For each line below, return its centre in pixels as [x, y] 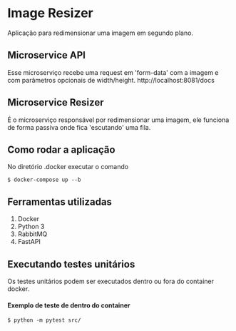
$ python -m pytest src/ [44, 320]
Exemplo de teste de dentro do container [69, 305]
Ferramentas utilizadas [60, 202]
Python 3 [31, 227]
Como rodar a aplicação [61, 149]
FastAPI [29, 242]
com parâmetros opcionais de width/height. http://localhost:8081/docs [111, 80]
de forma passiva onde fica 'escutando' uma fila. [79, 127]
